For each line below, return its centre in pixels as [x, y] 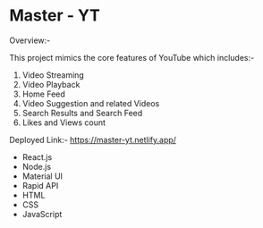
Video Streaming [53, 75]
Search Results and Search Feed [82, 113]
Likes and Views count [64, 122]
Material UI [42, 176]
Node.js [37, 166]
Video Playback [51, 84]
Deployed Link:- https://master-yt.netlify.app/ [93, 139]
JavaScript [42, 214]
